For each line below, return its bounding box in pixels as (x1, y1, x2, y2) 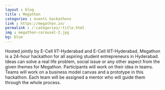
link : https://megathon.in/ (5, 21, 65, 26)
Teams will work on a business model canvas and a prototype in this (5, 69, 144, 75)
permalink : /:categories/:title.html (5, 26, 85, 30)
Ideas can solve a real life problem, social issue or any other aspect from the (5, 59, 160, 64)
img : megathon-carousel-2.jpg (5, 30, 69, 35)
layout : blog (5, 7, 34, 12)
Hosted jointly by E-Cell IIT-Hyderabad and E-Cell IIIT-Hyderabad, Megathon (5, 48, 161, 54)
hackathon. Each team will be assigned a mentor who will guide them (5, 74, 145, 80)
